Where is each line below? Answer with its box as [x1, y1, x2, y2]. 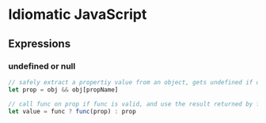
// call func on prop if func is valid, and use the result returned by [8, 100, 253, 108]
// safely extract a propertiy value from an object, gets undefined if [8, 78, 253, 86]
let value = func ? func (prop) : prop [8, 107, 136, 115]
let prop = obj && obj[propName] [8, 85, 119, 94]
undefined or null [8, 61, 76, 72]
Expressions [8, 37, 71, 50]
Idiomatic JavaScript [8, 6, 147, 24]
